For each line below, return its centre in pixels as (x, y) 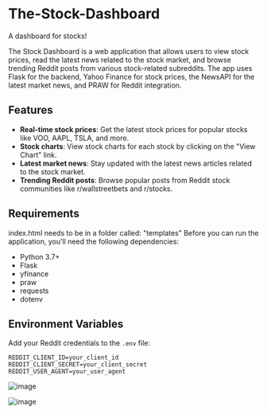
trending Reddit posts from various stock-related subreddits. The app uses (130, 68)
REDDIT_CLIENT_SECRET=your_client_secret (78, 365)
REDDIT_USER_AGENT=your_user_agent (67, 372)
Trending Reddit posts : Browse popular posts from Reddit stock (125, 180)
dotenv (31, 299)
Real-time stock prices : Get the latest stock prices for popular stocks (133, 129)
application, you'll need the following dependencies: (94, 241)
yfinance (34, 273)
